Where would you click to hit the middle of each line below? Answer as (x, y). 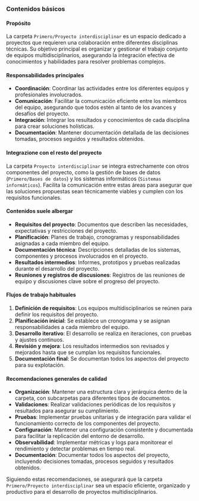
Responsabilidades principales (45, 75)
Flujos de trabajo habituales (41, 295)
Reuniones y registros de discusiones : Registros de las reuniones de (100, 275)
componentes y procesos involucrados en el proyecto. (81, 256)
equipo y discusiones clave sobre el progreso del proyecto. (87, 281)
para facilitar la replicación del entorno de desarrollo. (80, 436)
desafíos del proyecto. (42, 114)
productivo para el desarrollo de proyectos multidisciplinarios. (82, 492)
